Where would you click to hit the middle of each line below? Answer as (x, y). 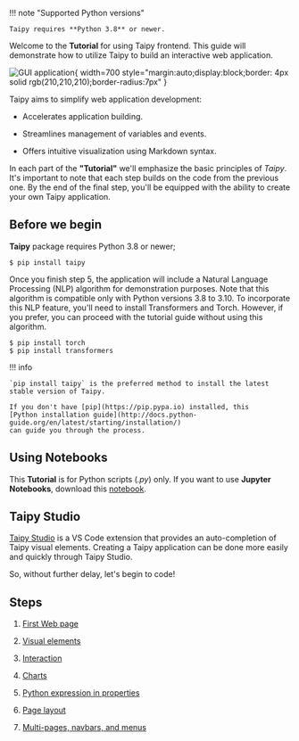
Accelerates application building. (83, 116)
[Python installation (50, 415)
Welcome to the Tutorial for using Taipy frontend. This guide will (128, 45)
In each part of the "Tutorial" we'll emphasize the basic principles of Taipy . (148, 168)
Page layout (44, 710)
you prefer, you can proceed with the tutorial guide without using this (136, 317)
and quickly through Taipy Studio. (71, 557)
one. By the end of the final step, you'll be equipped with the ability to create (150, 187)
